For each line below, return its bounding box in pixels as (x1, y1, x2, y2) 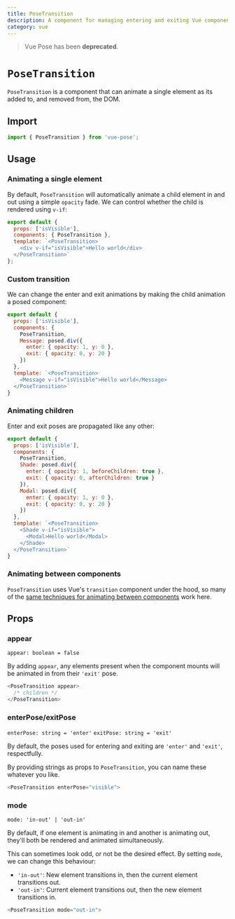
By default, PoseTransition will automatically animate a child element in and (7, 190, 225, 198)
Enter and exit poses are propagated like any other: (7, 422, 155, 430)
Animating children (7, 406, 74, 415)
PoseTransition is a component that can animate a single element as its (7, 88, 213, 96)
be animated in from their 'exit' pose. (7, 670, 118, 678)
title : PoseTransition (7, 10, 73, 18)
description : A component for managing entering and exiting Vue (7, 17, 201, 24)
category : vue (7, 23, 49, 30)
